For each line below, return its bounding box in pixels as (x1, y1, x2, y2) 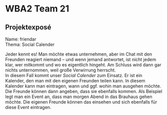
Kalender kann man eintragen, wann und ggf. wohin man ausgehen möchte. (5, 83, 161, 89)
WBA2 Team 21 (5, 3, 69, 14)
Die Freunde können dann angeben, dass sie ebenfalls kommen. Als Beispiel (5, 88, 162, 94)
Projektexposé (5, 23, 51, 31)
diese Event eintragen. (5, 104, 51, 110)
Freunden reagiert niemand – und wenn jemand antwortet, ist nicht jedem (5, 56, 156, 62)
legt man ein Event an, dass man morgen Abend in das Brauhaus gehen (5, 93, 152, 99)
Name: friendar (5, 36, 36, 42)
